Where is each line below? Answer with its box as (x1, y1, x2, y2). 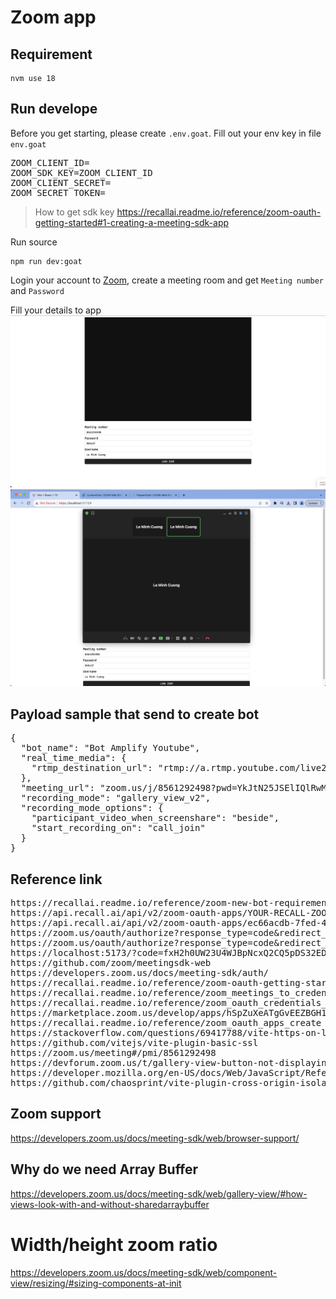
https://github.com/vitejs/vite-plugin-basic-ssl (10, 1037, 259, 1049)
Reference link (10, 871, 103, 888)
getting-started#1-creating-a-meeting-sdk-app (34, 216, 230, 228)
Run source (10, 236, 58, 248)
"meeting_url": (20, 782, 95, 794)
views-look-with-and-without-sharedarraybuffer (10, 1198, 210, 1210)
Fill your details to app (10, 304, 102, 316)
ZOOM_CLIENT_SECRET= (10, 177, 112, 188)
